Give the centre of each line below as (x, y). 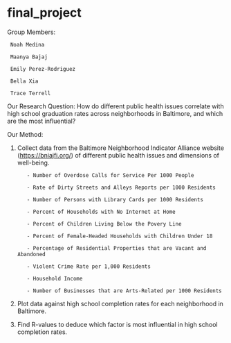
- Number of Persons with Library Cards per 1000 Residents (115, 199)
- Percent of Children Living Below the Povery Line (104, 224)
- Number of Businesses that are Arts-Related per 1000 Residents (124, 291)
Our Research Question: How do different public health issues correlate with (115, 106)
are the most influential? (41, 121)
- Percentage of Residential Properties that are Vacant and (117, 248)
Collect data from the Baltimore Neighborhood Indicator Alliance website (121, 148)
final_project (44, 13)
